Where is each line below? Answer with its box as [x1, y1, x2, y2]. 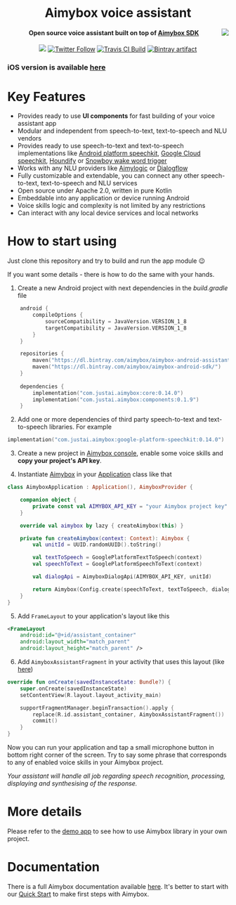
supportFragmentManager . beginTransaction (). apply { [20, 704, 174, 711]
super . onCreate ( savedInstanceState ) [20, 685, 128, 692]
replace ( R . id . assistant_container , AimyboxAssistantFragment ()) [32, 711, 225, 718]
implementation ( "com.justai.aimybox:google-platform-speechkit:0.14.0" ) [7, 436, 225, 443]
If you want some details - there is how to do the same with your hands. [7, 271, 215, 279]
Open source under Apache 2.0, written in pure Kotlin [17, 186, 172, 195]
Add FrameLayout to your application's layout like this [17, 611, 170, 620]
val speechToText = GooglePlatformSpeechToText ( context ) [32, 561, 202, 568]
